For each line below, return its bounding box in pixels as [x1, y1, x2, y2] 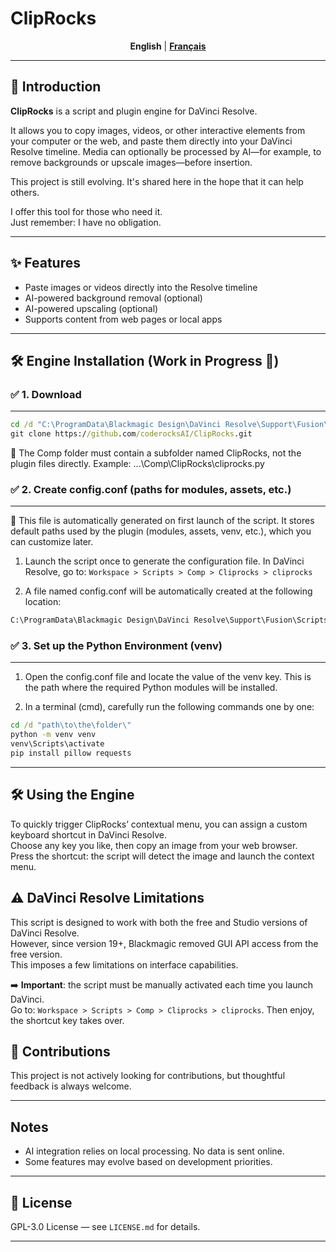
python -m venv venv [10, 730, 97, 740]
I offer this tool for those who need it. [10, 205, 163, 217]
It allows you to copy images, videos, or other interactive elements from [10, 124, 306, 136]
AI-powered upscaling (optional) [24, 302, 159, 314]
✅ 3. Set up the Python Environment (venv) [10, 639, 223, 653]
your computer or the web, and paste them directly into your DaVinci [10, 135, 293, 147]
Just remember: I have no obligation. [10, 216, 162, 228]
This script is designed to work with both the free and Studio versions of [10, 916, 308, 928]
